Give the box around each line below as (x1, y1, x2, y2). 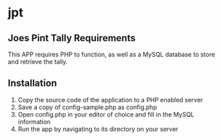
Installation (8, 78, 57, 89)
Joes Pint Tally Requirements (8, 32, 136, 44)
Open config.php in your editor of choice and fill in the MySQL (17, 110, 195, 118)
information (17, 117, 51, 126)
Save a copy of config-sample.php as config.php (17, 103, 157, 111)
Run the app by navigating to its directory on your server (17, 125, 179, 133)
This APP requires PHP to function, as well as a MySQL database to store (8, 50, 216, 58)
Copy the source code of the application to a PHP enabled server (17, 95, 203, 104)
